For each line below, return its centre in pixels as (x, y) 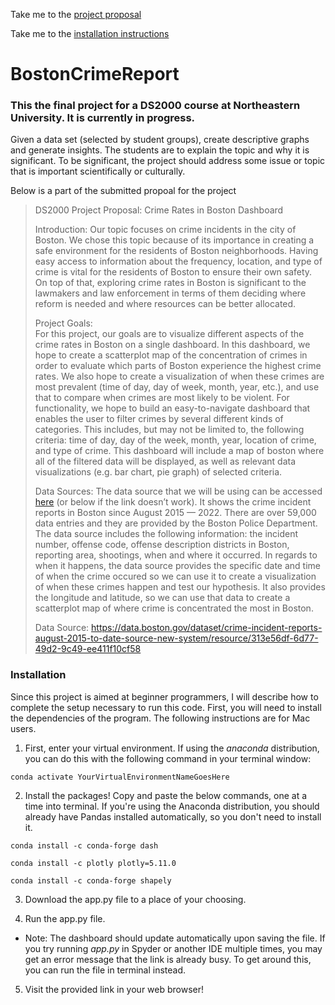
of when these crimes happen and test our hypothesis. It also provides (180, 587)
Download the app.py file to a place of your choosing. (135, 899)
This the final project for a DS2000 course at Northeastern (155, 106)
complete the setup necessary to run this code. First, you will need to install (166, 707)
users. (23, 728)
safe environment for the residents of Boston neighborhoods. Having (176, 251)
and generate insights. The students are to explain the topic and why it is (160, 150)
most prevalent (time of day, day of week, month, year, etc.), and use (177, 387)
